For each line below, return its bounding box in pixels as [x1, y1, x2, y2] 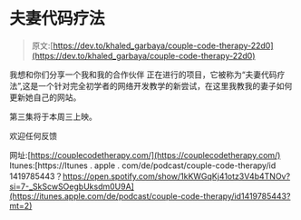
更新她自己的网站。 [9, 92, 82, 103]
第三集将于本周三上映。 [9, 111, 97, 122]
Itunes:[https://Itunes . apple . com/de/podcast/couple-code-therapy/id [9, 160, 277, 171]
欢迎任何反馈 [9, 130, 57, 141]
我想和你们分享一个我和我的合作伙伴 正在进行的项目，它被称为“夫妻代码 [9, 69, 278, 80]
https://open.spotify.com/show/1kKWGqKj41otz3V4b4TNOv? [63, 170, 291, 182]
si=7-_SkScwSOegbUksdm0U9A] [9, 181, 134, 192]
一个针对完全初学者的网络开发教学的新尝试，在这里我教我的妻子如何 [37, 80, 293, 91]
